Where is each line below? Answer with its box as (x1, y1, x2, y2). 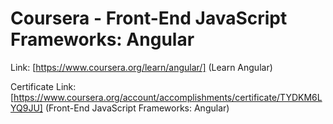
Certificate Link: (10, 80, 77, 92)
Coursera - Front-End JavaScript (10, 7, 288, 30)
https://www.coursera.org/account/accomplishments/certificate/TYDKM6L (13, 91, 323, 103)
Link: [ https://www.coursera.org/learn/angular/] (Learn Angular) (10, 61, 273, 73)
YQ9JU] (10, 102, 43, 114)
